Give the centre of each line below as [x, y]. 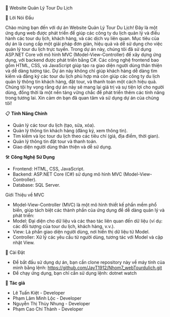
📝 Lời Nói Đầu [20, 18]
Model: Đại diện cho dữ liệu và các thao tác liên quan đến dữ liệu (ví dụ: [88, 221]
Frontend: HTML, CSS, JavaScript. [48, 169]
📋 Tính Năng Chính [26, 113]
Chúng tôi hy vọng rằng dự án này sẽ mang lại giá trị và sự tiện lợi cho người [84, 87]
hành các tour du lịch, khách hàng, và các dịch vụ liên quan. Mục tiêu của [82, 38]
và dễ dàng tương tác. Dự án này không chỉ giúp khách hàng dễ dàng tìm [81, 71]
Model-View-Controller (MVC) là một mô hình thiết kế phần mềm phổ [85, 205]
